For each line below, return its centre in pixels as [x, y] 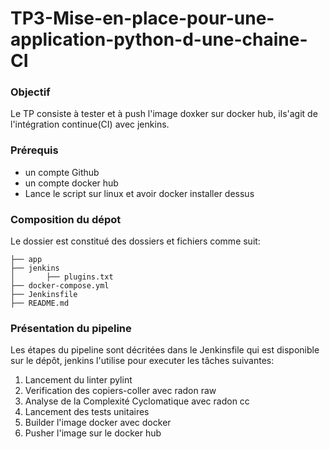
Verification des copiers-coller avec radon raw [120, 391]
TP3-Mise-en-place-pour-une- [142, 18]
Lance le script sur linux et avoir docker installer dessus [139, 193]
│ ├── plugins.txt [62, 277]
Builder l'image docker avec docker [98, 423]
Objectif [30, 92]
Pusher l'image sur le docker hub [93, 433]
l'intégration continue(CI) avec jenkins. [90, 124]
